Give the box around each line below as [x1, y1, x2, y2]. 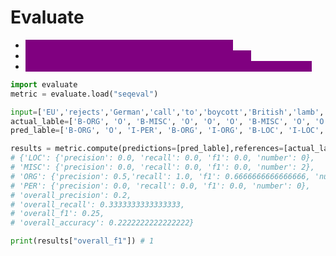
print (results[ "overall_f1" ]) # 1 [10, 236, 155, 246]
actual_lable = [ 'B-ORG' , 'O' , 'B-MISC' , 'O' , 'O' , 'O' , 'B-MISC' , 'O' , [10, 116, 311, 126]
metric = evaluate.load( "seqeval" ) [10, 89, 159, 99]
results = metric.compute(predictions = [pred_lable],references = [10, 144, 284, 154]
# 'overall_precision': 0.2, [10, 190, 132, 200]
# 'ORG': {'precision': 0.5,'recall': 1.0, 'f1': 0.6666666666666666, [10, 171, 311, 181]
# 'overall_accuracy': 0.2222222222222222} [10, 218, 195, 228]
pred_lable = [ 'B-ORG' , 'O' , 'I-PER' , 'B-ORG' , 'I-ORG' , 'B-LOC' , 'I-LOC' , [10, 126, 325, 136]
